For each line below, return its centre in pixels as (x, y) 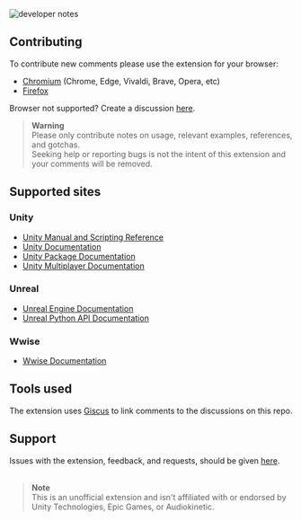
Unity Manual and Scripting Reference (93, 237)
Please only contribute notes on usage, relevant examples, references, (162, 135)
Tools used (41, 389)
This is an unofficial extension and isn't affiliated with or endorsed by (159, 497)
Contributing (46, 42)
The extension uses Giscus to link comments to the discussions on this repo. (151, 411)
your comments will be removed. (92, 163)
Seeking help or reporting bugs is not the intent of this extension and (158, 154)
